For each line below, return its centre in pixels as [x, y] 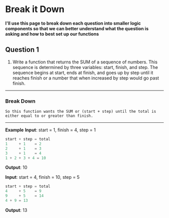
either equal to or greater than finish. [49, 116]
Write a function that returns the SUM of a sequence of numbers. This [85, 62]
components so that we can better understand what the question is [77, 28]
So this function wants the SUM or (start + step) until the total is [81, 112]
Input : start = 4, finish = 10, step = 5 [43, 177]
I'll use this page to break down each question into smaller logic [73, 23]
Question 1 [22, 50]
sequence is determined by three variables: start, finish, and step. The [85, 67]
